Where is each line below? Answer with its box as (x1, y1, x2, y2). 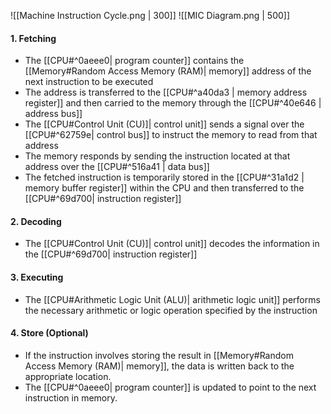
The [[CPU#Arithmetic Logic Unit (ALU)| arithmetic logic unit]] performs (24, 293, 321, 305)
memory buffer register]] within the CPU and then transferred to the (24, 182, 305, 194)
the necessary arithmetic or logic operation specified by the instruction (24, 304, 318, 316)
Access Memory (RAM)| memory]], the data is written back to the (24, 360, 295, 372)
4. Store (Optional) (10, 327, 89, 339)
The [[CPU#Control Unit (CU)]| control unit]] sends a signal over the (24, 118, 305, 130)
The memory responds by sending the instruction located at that (24, 150, 291, 162)
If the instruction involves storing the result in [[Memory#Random (24, 349, 294, 361)
